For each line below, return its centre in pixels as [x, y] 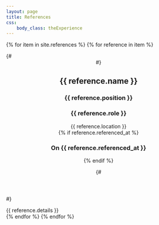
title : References [28, 17]
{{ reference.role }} [99, 114]
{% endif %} [99, 161]
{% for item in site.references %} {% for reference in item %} [80, 45]
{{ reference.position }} [99, 98]
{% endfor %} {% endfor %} [40, 217]
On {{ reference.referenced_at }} [99, 148]
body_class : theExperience [50, 28]
